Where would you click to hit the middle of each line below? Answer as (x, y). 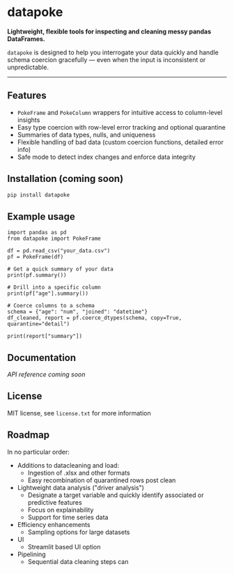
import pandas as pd (37, 233)
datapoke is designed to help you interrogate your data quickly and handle (113, 52)
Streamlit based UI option (64, 547)
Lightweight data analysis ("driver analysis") (81, 487)
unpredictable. (28, 67)
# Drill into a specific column (54, 288)
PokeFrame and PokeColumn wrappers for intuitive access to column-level (120, 112)
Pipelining (32, 554)
